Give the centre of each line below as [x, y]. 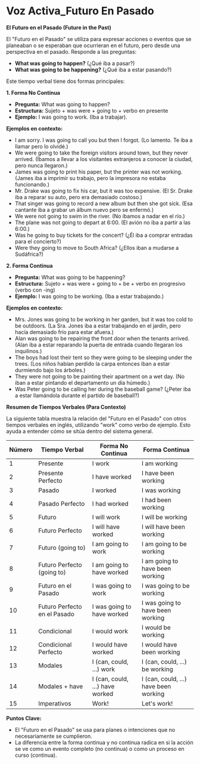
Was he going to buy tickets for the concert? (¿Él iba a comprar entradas [104, 235]
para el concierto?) [38, 241]
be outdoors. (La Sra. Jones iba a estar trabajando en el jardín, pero [98, 326]
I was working [161, 490]
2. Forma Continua [29, 265]
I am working [160, 463]
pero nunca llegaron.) [41, 165]
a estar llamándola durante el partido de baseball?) [77, 395]
